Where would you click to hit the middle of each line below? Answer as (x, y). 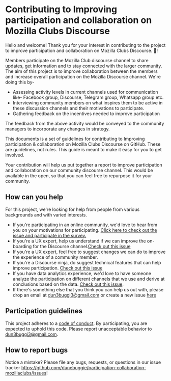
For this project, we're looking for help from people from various (73, 209)
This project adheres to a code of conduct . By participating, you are (76, 323)
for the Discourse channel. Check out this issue (82, 246)
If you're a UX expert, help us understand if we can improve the (79, 241)
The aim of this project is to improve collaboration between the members (81, 71)
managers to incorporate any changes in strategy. (58, 129)
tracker (13, 368)
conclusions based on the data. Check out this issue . (68, 284)
